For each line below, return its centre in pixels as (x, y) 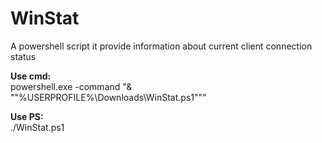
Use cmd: (31, 76)
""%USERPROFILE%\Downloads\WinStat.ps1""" (108, 97)
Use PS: (27, 116)
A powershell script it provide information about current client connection (161, 46)
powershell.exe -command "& (71, 86)
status (23, 56)
